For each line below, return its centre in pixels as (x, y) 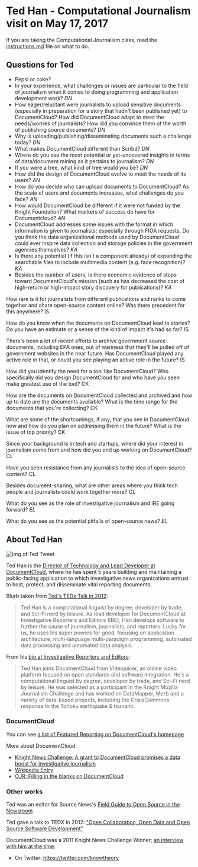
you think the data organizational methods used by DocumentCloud (97, 237)
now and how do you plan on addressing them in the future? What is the (94, 425)
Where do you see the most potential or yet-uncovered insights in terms (102, 155)
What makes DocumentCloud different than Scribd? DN (82, 148)
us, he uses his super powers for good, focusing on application (97, 633)
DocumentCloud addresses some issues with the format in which (94, 224)
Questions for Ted (40, 65)
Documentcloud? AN (40, 218)
